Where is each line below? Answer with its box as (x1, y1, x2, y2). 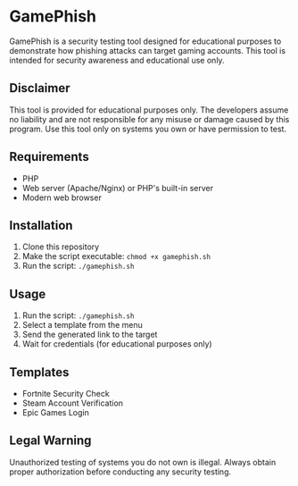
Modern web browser (21, 192, 103, 203)
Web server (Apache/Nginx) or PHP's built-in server (21, 182, 214, 193)
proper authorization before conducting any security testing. (9, 466, 232, 477)
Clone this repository (21, 241, 100, 252)
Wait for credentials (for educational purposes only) (21, 339, 212, 349)
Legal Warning (9, 433, 92, 448)
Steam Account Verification (21, 398, 123, 408)
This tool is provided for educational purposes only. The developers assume (9, 105, 289, 115)
